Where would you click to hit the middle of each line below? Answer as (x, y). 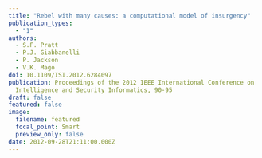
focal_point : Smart (48, 127)
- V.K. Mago (35, 68)
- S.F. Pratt (37, 45)
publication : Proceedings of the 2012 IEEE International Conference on (131, 82)
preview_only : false (49, 134)
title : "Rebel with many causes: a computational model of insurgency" (129, 16)
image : (19, 113)
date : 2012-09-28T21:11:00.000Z (62, 142)
